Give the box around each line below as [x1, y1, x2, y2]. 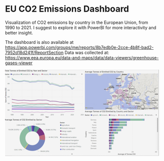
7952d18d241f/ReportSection [5, 50, 64, 55]
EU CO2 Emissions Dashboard [5, 3, 129, 15]
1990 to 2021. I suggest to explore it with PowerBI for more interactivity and [5, 24, 156, 30]
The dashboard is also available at [5, 39, 74, 45]
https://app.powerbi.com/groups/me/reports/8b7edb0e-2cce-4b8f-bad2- [5, 44, 154, 50]
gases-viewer [5, 60, 33, 66]
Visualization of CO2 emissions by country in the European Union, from [5, 19, 148, 25]
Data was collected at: [64, 50, 110, 55]
